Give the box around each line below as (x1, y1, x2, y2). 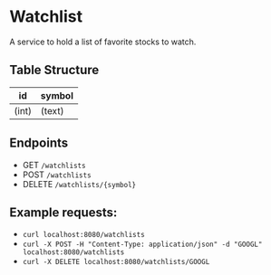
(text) (40, 104, 64, 117)
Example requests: (9, 204, 118, 220)
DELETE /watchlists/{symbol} (22, 178, 137, 189)
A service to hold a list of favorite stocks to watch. (9, 36, 197, 47)
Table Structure (9, 62, 100, 78)
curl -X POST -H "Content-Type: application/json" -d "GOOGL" (22, 240, 263, 250)
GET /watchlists (22, 159, 86, 170)
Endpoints (9, 136, 69, 151)
